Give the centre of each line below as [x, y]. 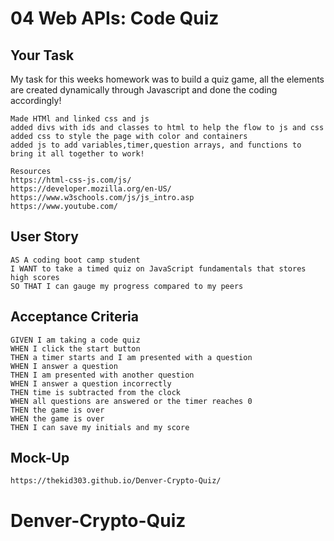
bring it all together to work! [77, 154]
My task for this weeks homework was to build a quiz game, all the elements [167, 79]
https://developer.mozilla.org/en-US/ [91, 189]
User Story [44, 237]
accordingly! [36, 100]
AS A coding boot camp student [75, 260]
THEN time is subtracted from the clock [96, 392]
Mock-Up [40, 458]
